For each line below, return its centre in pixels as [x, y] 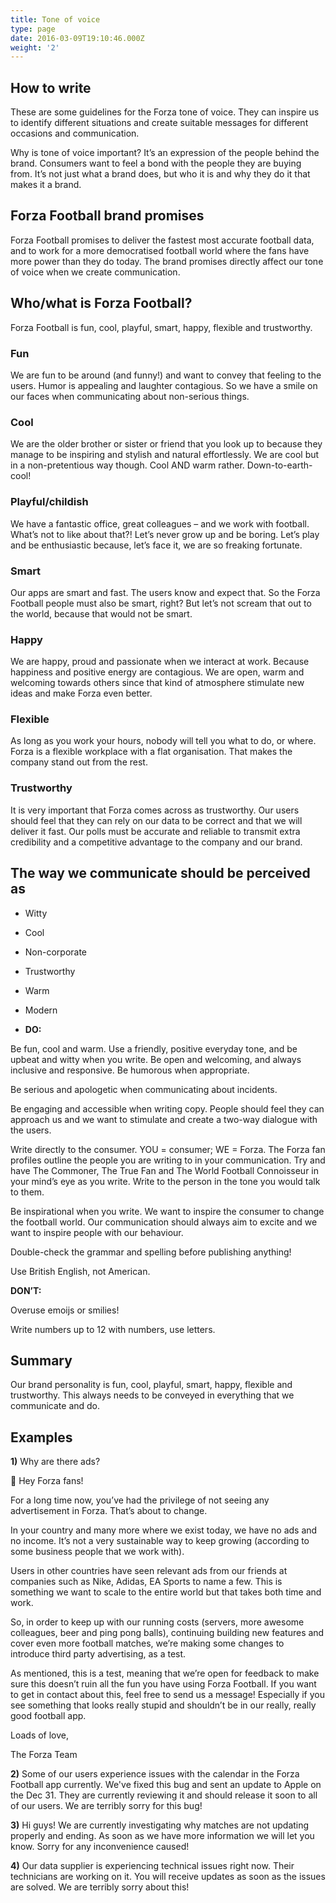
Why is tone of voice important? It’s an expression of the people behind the [165, 153]
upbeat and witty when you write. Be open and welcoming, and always [156, 1059]
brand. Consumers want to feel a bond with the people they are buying [156, 163]
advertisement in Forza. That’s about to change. [109, 1511]
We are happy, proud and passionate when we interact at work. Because [160, 662]
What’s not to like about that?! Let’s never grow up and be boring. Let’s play [165, 534]
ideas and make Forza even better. [81, 693]
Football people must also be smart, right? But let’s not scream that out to [161, 603]
